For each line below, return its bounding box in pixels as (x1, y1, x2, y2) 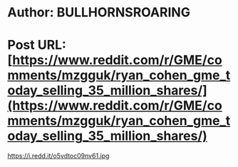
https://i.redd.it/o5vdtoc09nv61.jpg (7, 151, 110, 161)
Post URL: (7, 37, 66, 54)
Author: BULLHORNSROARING (7, 4, 191, 21)
